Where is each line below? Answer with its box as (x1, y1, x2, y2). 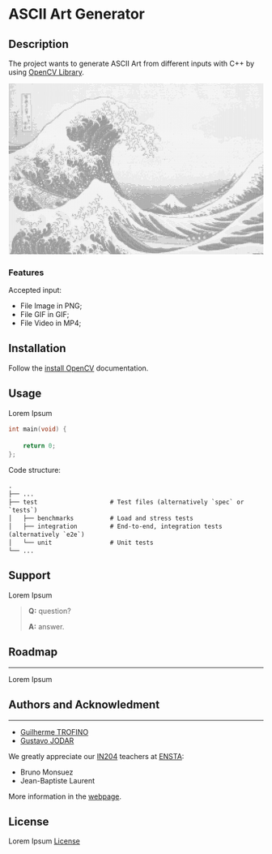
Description (8, 37, 69, 51)
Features (8, 267, 45, 278)
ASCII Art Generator (8, 5, 146, 24)
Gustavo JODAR (19, 736, 74, 745)
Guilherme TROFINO (19, 727, 89, 736)
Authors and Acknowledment (8, 698, 160, 712)
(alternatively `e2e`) (8, 530, 85, 539)
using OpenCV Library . (8, 67, 85, 77)
